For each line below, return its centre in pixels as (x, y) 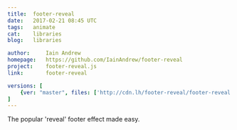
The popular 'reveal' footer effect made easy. (74, 119)
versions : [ (25, 86)
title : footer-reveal (41, 14)
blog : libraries (35, 40)
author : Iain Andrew (44, 53)
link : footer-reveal (47, 73)
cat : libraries (35, 34)
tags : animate (31, 27)
